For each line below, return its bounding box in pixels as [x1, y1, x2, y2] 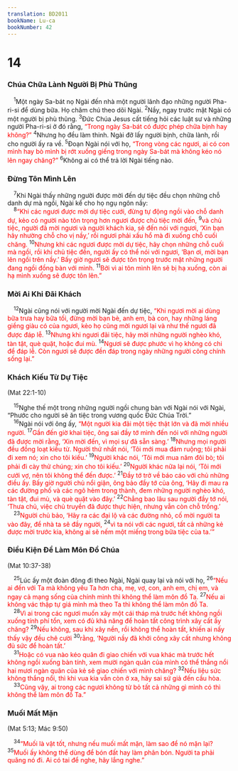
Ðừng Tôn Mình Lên [7, 174, 77, 184]
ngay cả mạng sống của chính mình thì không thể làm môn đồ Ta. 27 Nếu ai [7, 592, 225, 602]
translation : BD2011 [7, 10, 69, 18]
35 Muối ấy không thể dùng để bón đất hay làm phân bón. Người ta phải [7, 747, 215, 757]
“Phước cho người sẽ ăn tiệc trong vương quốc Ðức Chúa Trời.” [7, 411, 192, 419]
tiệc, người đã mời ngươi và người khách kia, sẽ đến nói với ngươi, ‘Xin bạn [7, 224, 225, 232]
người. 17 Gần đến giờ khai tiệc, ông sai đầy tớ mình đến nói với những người [7, 427, 227, 436]
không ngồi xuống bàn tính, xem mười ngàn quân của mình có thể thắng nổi [7, 658, 229, 666]
